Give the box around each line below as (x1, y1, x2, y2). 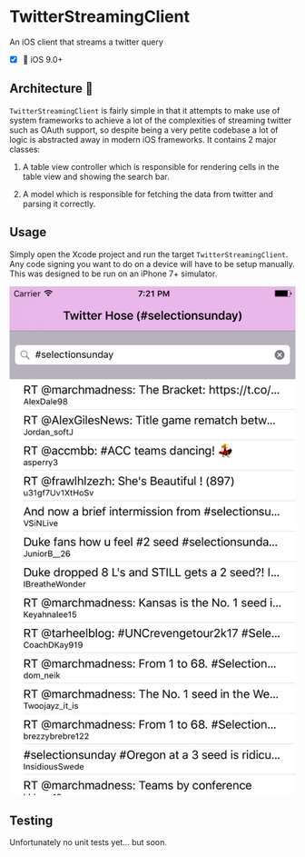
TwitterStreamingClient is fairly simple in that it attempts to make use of (9, 105, 280, 115)
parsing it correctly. (22, 198, 96, 209)
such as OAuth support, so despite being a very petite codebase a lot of (9, 125, 279, 135)
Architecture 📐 (9, 81, 93, 96)
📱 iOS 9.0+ (22, 54, 64, 65)
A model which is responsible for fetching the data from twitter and (22, 188, 274, 199)
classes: (9, 144, 41, 154)
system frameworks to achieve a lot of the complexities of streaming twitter (9, 115, 292, 125)
